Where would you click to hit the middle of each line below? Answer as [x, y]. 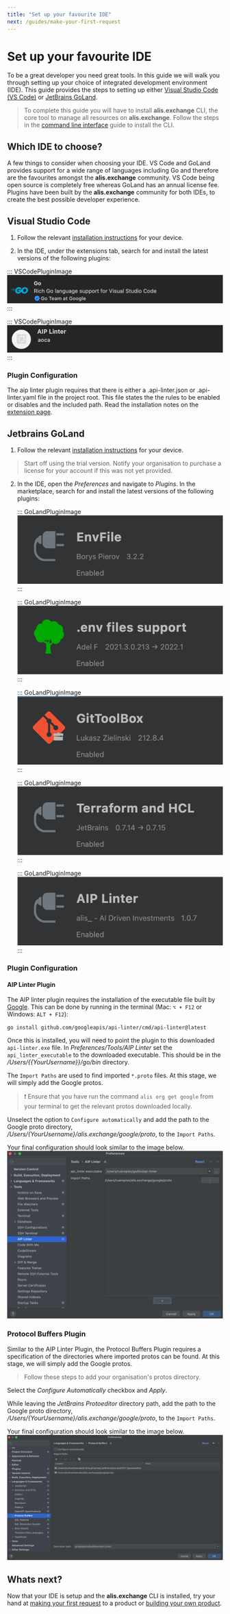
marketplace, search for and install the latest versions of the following [115, 491]
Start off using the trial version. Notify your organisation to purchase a [123, 463]
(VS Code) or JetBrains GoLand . [52, 97]
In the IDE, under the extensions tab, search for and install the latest [113, 251]
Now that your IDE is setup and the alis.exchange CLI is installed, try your [111, 1596]
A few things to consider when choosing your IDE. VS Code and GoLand [109, 163]
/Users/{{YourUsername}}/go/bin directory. [68, 1062]
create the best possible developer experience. [74, 199]
